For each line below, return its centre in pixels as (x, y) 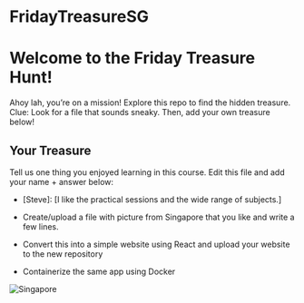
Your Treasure (50, 150)
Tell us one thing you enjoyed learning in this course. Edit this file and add (147, 172)
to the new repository (63, 254)
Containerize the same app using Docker (99, 271)
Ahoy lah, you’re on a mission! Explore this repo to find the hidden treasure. (150, 103)
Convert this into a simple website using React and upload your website (156, 244)
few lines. (40, 226)
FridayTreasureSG (79, 17)
